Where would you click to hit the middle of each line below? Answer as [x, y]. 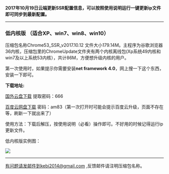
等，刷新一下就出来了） [29, 113]
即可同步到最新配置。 [27, 14]
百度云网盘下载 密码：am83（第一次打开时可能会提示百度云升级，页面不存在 [84, 107]
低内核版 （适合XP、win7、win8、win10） [57, 33]
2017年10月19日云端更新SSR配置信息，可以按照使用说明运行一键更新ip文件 [83, 8]
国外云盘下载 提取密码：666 [34, 96]
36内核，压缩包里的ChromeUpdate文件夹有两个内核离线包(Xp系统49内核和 [83, 51]
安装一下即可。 [21, 75]
